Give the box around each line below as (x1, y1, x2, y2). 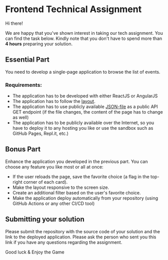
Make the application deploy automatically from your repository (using (12, 195, 158, 201)
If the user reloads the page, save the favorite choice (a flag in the (12, 173, 150, 180)
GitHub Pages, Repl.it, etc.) (12, 130, 69, 137)
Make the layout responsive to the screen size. (12, 184, 110, 190)
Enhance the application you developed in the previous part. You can (5, 158, 148, 165)
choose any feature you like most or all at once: (5, 164, 104, 170)
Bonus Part (5, 145, 41, 153)
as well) (12, 115, 29, 121)
